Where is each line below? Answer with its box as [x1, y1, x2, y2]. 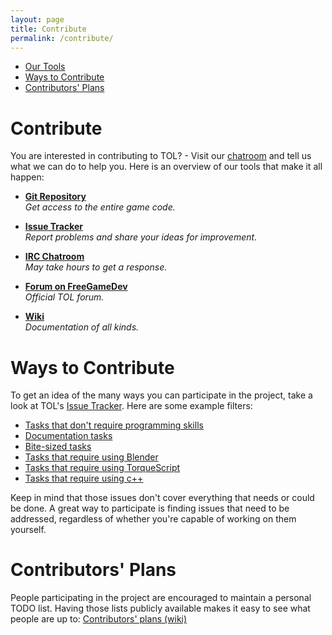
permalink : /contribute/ [10, 33, 114, 43]
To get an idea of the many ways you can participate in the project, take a [10, 389, 313, 401]
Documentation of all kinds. [24, 321, 140, 333]
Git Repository [24, 191, 87, 203]
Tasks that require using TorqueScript [24, 462, 181, 474]
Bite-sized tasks [24, 441, 92, 453]
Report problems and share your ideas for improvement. [24, 231, 258, 243]
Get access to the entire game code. [24, 201, 176, 213]
